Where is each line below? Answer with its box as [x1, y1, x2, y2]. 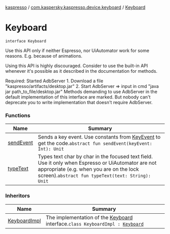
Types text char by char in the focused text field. [37, 153, 153, 160]
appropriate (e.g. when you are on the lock [37, 166, 139, 173]
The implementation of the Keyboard [46, 214, 133, 221]
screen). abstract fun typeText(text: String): [37, 172, 151, 179]
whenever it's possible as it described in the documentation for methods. [5, 68, 158, 74]
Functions [5, 112, 30, 119]
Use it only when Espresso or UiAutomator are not [37, 159, 157, 166]
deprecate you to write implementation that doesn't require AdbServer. [5, 99, 153, 105]
